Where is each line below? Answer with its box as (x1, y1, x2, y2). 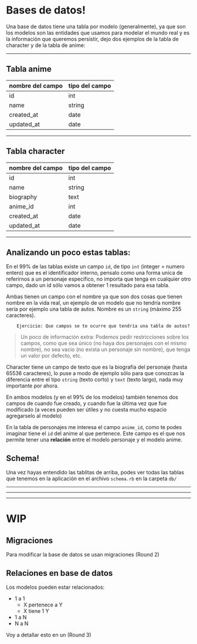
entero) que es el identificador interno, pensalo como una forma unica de (6, 269, 183, 277)
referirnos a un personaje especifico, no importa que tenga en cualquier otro (6, 275, 192, 282)
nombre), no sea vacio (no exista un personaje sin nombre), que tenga (20, 346, 191, 353)
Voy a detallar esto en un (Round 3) (6, 632, 92, 638)
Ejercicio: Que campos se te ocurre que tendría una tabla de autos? (16, 323, 191, 329)
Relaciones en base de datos (6, 568, 113, 578)
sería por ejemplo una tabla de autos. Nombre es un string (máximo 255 (6, 306, 182, 313)
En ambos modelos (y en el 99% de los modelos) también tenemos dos (6, 394, 179, 401)
